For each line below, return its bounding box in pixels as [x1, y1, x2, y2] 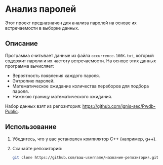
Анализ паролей [5, 3, 77, 15]
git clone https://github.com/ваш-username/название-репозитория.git [12, 155, 159, 160]
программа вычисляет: [5, 63, 54, 69]
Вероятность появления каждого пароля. [12, 73, 100, 79]
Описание [5, 40, 38, 48]
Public [5, 108, 18, 114]
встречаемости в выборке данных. [5, 25, 80, 31]
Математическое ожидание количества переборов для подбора [12, 83, 149, 89]
